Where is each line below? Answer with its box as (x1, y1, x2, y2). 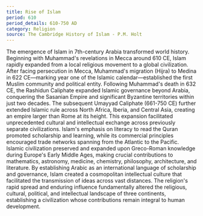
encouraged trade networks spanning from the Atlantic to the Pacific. (6, 138, 179, 146)
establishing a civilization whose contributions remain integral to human (6, 197, 185, 204)
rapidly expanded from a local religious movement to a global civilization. (6, 61, 189, 69)
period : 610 (6, 15, 36, 21)
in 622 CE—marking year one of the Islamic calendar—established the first (6, 74, 193, 81)
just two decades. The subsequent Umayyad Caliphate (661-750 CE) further (6, 100, 196, 107)
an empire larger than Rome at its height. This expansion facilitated (6, 113, 173, 120)
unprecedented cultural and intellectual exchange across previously (6, 119, 176, 126)
